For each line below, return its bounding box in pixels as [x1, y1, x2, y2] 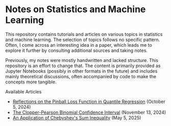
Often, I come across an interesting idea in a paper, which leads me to [5, 42, 152, 48]
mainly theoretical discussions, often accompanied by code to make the [5, 73, 157, 79]
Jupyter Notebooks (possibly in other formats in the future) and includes [5, 68, 158, 74]
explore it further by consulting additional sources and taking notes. [5, 47, 148, 53]
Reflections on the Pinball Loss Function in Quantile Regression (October [12, 98, 166, 105]
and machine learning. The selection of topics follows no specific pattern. [5, 37, 160, 43]
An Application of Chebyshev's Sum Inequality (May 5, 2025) [12, 114, 141, 120]
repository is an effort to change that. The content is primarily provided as [5, 62, 161, 69]
